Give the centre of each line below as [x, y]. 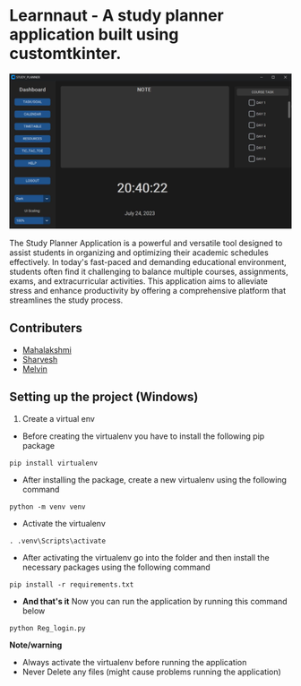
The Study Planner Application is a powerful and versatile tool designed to [146, 244]
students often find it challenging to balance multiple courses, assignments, [149, 272]
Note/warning [36, 645]
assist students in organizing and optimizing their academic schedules [139, 253]
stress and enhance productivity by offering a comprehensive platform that [148, 291]
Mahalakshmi [47, 349]
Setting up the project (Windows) [104, 397]
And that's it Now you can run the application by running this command [155, 601]
